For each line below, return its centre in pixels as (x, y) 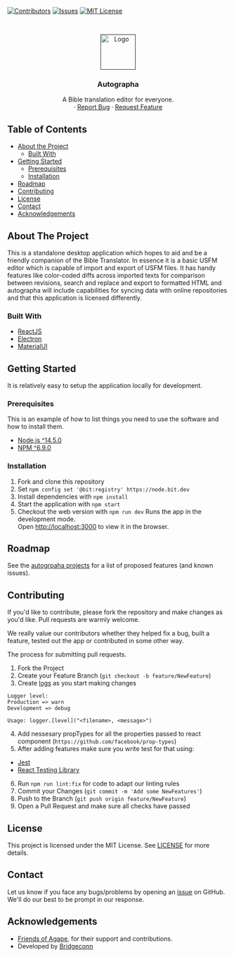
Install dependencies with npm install (73, 496)
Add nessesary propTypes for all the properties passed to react (109, 734)
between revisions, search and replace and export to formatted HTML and (115, 283)
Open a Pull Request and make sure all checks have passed (104, 806)
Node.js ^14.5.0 (39, 440)
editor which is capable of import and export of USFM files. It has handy (112, 267)
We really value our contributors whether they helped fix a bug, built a (109, 633)
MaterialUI (32, 346)
